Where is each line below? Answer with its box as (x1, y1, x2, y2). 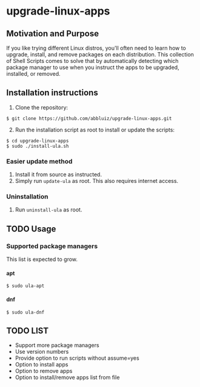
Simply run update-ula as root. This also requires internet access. (15, 177, 179, 185)
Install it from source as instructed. (15, 171, 102, 178)
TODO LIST (6, 325, 49, 336)
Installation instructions (6, 88, 98, 98)
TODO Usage (6, 223, 56, 234)
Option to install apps (15, 361, 68, 368)
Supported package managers (6, 242, 98, 250)
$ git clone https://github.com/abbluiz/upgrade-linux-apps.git (6, 115, 172, 122)
